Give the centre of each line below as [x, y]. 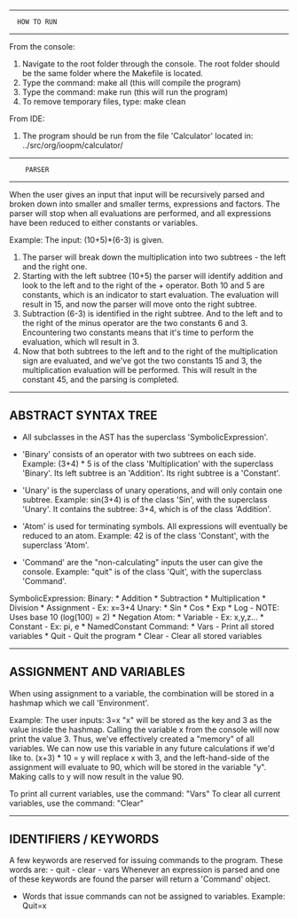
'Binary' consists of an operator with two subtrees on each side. [139, 454]
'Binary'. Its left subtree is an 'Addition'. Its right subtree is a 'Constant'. [151, 473]
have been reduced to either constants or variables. [104, 223]
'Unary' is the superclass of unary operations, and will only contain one [152, 490]
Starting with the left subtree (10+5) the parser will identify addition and [153, 276]
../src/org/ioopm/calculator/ [73, 145]
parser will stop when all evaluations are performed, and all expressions [141, 213]
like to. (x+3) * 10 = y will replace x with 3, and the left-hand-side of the [139, 758]
